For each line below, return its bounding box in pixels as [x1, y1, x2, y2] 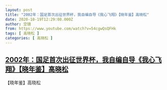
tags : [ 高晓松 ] [5, 31, 39, 36]
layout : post [5, 7, 33, 13]
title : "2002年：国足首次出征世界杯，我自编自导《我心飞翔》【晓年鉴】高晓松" [5, 12, 149, 17]
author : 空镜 [5, 21, 31, 27]
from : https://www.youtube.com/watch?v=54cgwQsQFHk [5, 26, 116, 31]
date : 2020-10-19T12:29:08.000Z [5, 17, 73, 22]
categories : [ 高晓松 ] [5, 36, 53, 41]
